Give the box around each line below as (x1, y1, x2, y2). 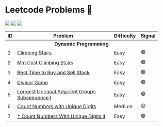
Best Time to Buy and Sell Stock (17, 70, 90, 76)
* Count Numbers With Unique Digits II (17, 113, 106, 120)
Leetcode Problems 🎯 (5, 4, 93, 15)
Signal (140, 32, 156, 39)
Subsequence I (17, 94, 52, 101)
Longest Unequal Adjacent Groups (17, 88, 96, 95)
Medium (114, 103, 133, 110)
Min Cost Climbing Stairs (17, 59, 74, 66)
